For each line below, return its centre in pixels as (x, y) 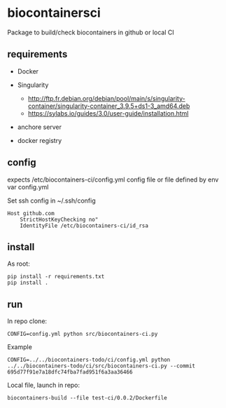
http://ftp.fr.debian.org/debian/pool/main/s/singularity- (106, 98)
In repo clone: (27, 321)
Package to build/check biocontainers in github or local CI (91, 32)
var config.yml (28, 186)
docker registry (40, 140)
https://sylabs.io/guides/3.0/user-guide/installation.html (108, 113)
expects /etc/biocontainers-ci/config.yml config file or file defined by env (113, 179)
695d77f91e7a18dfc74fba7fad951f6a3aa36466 (70, 372)
